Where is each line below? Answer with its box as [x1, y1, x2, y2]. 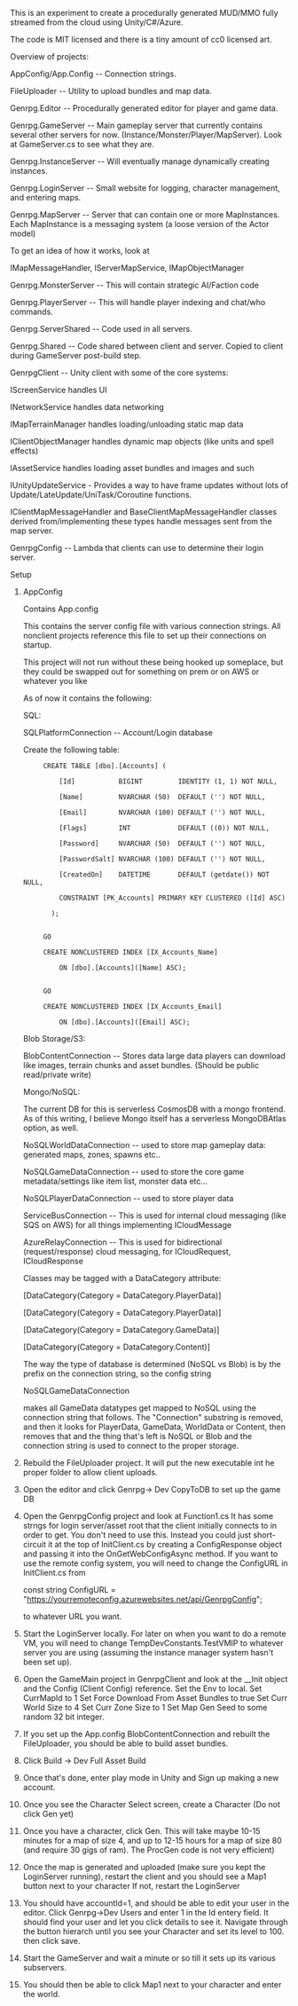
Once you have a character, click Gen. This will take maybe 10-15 [22, 1826, 261, 1836]
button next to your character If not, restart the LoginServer [22, 1881, 240, 1891]
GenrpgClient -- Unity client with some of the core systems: [10, 367, 229, 378]
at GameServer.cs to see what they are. [10, 139, 154, 149]
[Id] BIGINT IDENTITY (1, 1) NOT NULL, [59, 777, 278, 786]
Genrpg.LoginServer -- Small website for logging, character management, [10, 183, 280, 193]
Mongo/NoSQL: [22, 1087, 81, 1097]
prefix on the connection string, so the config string [22, 1368, 212, 1379]
